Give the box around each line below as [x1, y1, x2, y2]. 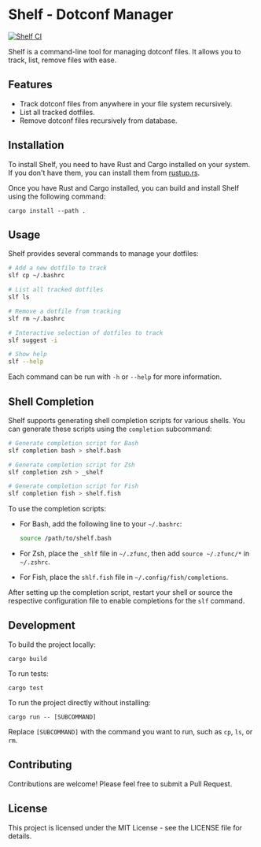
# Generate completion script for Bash [8, 439, 139, 447]
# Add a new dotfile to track [8, 264, 108, 273]
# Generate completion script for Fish [8, 482, 139, 490]
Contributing [8, 758, 72, 771]
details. [8, 831, 32, 841]
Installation [8, 139, 64, 152]
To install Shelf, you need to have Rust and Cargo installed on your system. [8, 159, 250, 169]
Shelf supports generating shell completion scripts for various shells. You [8, 415, 245, 425]
